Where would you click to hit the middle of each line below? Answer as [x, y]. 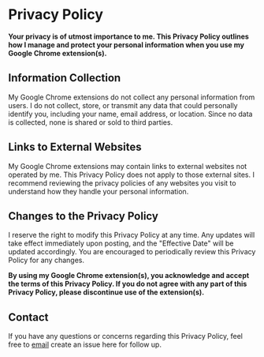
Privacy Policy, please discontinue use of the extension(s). [106, 292]
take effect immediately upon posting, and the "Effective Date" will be [121, 243]
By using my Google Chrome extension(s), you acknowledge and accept [129, 276]
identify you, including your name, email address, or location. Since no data [130, 114]
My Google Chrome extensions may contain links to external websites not [128, 166]
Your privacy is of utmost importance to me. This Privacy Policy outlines [129, 36]
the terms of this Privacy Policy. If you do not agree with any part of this [128, 284]
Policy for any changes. [46, 260]
